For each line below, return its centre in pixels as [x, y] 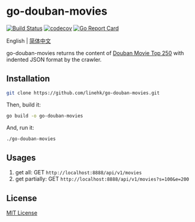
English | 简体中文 [29, 40]
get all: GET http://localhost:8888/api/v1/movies [79, 172]
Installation [28, 79]
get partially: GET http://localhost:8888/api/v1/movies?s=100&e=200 [102, 179]
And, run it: [20, 127]
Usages [21, 157]
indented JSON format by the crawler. [54, 59]
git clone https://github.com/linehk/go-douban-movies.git [83, 93]
